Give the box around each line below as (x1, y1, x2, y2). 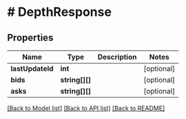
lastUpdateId (10, 64, 54, 73)
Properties (7, 32, 54, 44)
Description (97, 53, 137, 62)
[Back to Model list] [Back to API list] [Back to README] (7, 104, 165, 112)
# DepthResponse (7, 4, 112, 20)
